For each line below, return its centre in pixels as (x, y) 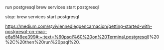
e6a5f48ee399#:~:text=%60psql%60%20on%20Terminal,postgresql (77, 37)
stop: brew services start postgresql (42, 17)
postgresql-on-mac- (26, 31)
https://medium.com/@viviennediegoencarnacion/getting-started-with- (79, 26)
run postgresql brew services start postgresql (52, 7)
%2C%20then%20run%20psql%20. (43, 42)
